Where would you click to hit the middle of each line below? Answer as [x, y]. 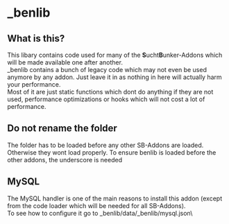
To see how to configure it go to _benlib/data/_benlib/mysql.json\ [100, 213]
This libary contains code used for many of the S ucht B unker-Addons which [115, 55]
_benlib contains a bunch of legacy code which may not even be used [107, 70]
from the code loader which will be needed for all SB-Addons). [96, 205]
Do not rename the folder [62, 129]
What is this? [36, 38]
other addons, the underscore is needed [65, 160]
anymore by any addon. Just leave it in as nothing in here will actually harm [114, 77]
